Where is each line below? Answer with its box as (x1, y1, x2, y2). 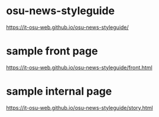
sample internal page (6, 84, 112, 98)
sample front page (6, 44, 98, 58)
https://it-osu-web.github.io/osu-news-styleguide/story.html (6, 104, 153, 111)
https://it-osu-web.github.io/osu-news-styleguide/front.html (6, 64, 152, 71)
